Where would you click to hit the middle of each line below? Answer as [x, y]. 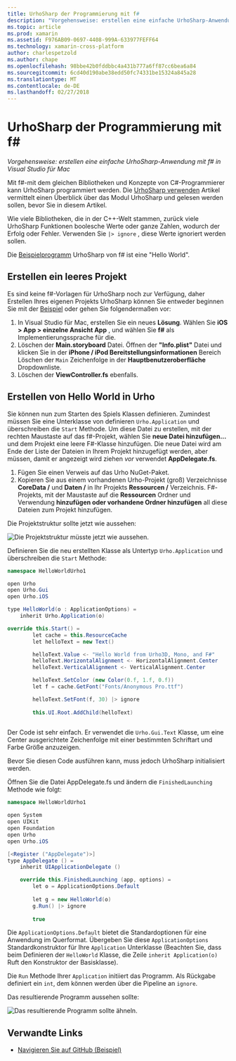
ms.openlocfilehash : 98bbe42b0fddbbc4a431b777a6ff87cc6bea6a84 [102, 66]
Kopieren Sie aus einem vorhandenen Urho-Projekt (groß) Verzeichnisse [122, 480]
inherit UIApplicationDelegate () [70, 867]
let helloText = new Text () [73, 642]
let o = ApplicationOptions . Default [86, 887]
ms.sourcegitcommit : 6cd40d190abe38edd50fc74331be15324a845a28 [102, 72]
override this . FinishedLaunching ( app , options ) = [96, 880]
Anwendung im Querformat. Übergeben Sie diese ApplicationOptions [108, 940]
